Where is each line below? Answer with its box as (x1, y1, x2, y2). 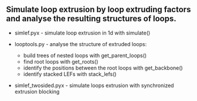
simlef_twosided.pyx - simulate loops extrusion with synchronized (14, 82, 174, 89)
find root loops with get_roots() (23, 58, 98, 65)
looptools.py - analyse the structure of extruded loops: (14, 40, 147, 47)
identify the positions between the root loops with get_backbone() (23, 64, 183, 71)
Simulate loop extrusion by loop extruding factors (6, 5, 191, 15)
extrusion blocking (14, 88, 60, 95)
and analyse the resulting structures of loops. (6, 14, 177, 24)
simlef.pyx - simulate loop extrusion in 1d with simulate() (14, 29, 151, 36)
